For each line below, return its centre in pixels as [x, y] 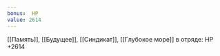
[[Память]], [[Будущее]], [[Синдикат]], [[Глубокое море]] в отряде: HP [110, 39]
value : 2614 [24, 20]
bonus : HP [23, 13]
